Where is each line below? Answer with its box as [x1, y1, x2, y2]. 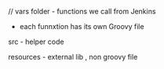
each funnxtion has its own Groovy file [19, 22, 144, 31]
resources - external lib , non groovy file [8, 53, 138, 61]
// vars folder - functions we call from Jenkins [8, 7, 156, 16]
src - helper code [8, 37, 64, 46]
